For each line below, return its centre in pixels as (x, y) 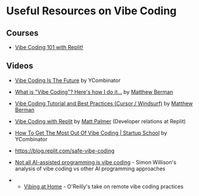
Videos (20, 66)
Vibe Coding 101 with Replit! (49, 47)
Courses (22, 33)
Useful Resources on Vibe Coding (91, 11)
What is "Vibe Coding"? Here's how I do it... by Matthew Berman (94, 92)
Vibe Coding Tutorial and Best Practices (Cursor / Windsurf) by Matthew (104, 103)
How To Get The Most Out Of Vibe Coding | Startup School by (91, 133)
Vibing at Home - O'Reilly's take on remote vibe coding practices (104, 186)
